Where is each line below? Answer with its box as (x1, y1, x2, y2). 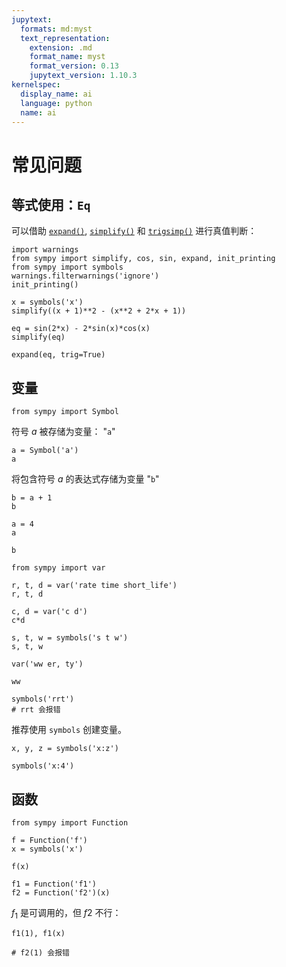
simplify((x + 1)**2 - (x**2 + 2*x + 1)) (11, 306, 187, 316)
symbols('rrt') (11, 694, 75, 705)
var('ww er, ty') (11, 659, 84, 670)
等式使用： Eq (11, 196, 91, 213)
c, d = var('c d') (11, 607, 88, 617)
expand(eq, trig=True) (11, 350, 106, 360)
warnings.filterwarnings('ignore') (11, 271, 160, 281)
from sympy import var (11, 563, 106, 573)
